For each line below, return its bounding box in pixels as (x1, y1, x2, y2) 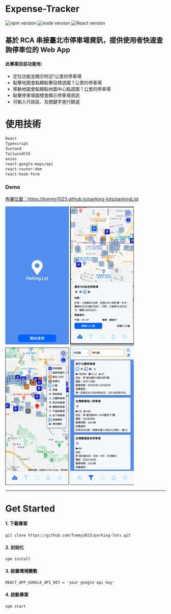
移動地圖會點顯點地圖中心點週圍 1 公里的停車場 (12, 86, 111, 92)
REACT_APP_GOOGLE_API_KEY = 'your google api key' (5, 580, 115, 585)
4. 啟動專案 (5, 592, 29, 598)
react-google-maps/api (5, 162, 53, 167)
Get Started (5, 503, 55, 514)
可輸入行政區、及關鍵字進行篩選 (12, 98, 80, 105)
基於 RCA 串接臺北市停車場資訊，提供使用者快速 (5, 36, 157, 45)
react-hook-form (5, 172, 40, 177)
